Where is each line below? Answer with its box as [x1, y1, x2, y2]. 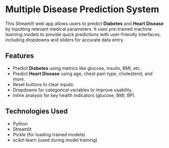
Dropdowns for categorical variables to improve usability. [12, 87, 133, 93]
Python [12, 120, 28, 127]
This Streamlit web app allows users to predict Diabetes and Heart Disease [5, 20, 164, 27]
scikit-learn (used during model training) [12, 137, 98, 143]
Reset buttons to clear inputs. [12, 81, 75, 87]
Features [5, 52, 34, 60]
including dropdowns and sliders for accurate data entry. [5, 37, 125, 43]
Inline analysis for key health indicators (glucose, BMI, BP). [12, 92, 136, 98]
